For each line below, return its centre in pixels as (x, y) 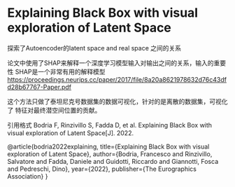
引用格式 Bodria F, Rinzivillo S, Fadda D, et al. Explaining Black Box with (109, 125)
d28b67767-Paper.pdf (40, 87)
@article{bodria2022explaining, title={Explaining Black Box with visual (108, 146)
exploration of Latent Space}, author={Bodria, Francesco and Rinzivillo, (110, 154)
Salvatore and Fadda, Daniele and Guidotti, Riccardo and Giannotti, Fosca (113, 161)
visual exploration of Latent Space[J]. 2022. (71, 133)
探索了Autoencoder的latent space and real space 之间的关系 (94, 48)
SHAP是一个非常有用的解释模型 (60, 71)
